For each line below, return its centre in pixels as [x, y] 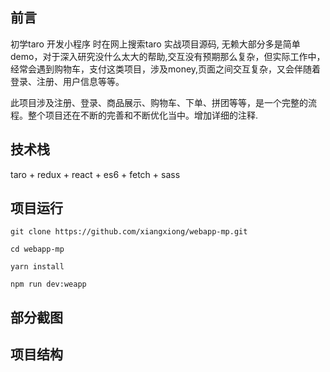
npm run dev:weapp [48, 284]
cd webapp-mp [37, 249]
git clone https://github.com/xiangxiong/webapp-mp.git [129, 232]
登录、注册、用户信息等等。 [67, 81]
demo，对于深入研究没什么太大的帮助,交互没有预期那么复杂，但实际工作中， [168, 56]
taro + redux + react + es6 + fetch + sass [95, 174]
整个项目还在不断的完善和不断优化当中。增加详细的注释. [143, 115]
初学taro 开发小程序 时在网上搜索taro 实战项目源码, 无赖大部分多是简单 [155, 44]
